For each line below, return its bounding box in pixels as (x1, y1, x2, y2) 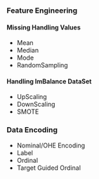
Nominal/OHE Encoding (16, 141, 86, 150)
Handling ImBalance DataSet (6, 77, 92, 86)
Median (16, 46, 39, 55)
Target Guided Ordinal (16, 164, 81, 172)
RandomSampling (16, 61, 68, 69)
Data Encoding (6, 125, 58, 135)
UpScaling (16, 93, 47, 101)
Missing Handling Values (6, 23, 81, 32)
